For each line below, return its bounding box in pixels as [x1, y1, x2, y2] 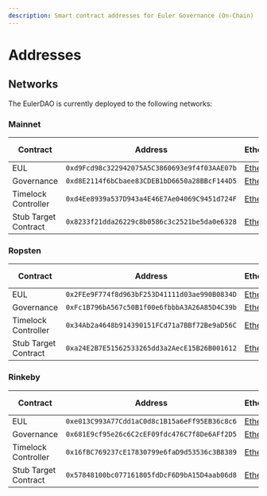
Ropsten [8, 244, 41, 256]
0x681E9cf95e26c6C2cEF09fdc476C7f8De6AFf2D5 [65, 429, 237, 439]
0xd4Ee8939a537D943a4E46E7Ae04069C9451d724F [65, 194, 237, 203]
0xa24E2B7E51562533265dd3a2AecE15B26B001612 [65, 344, 237, 353]
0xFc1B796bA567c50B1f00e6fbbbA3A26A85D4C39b [65, 303, 237, 312]
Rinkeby [8, 372, 41, 383]
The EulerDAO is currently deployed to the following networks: [8, 99, 213, 108]
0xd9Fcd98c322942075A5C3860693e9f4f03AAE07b [65, 163, 237, 172]
